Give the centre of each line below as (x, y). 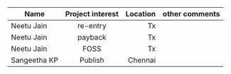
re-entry (92, 26)
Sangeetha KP (35, 60)
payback (92, 37)
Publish (92, 60)
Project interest (92, 14)
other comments (191, 14)
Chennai (142, 60)
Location (141, 14)
